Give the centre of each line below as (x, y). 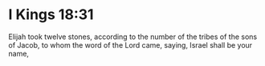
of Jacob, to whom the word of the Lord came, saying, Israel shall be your (130, 45)
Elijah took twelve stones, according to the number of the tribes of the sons (133, 37)
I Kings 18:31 (51, 15)
